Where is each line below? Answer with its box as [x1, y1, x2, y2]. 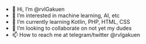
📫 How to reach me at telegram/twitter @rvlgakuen [11, 32, 141, 38]
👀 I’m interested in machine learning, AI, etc [11, 12, 120, 19]
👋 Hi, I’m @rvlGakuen [11, 6, 65, 12]
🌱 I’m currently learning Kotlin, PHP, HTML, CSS [11, 18, 130, 25]
